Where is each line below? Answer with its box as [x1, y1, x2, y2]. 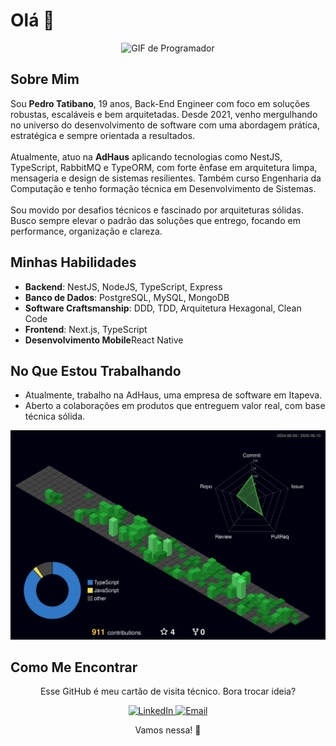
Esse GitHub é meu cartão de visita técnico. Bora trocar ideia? [39, 685, 297, 698]
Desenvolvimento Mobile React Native [24, 334, 184, 346]
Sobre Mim [10, 71, 80, 88]
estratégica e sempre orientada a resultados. [10, 129, 196, 141]
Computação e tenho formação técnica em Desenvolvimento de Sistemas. [10, 182, 317, 194]
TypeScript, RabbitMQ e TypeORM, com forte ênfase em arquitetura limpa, [10, 161, 318, 173]
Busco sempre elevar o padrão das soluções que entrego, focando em [10, 214, 301, 226]
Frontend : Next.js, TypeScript [24, 323, 148, 335]
